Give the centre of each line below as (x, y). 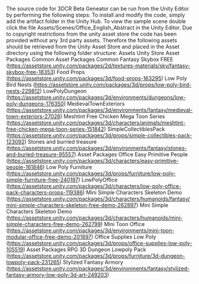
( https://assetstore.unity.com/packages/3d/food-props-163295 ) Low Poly (97, 78)
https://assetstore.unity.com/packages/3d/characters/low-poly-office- (95, 186)
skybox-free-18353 (30, 72)
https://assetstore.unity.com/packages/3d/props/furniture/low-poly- (92, 173)
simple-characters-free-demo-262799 (54, 224)
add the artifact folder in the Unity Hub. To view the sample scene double (96, 21)
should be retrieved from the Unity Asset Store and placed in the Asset (93, 47)
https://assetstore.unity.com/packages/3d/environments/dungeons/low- (97, 97)
